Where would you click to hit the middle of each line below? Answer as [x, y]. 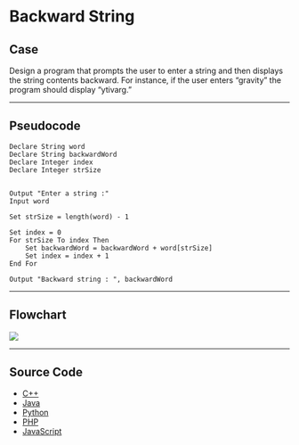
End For [24, 264]
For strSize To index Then [59, 240]
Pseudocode [45, 126]
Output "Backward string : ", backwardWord [91, 279]
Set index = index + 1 [67, 256]
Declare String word [48, 146]
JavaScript [42, 432]
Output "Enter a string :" [59, 194]
